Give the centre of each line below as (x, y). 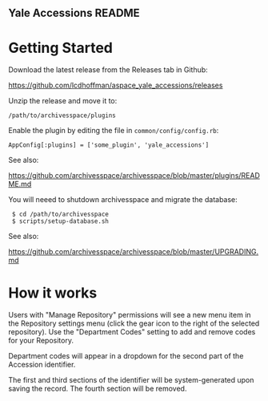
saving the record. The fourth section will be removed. (98, 389)
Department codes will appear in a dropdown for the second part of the (126, 356)
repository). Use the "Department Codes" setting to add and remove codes (132, 332)
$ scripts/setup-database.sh (60, 221)
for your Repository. (41, 341)
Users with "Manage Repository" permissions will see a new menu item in (130, 315)
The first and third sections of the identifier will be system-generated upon (131, 380)
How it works (53, 293)
